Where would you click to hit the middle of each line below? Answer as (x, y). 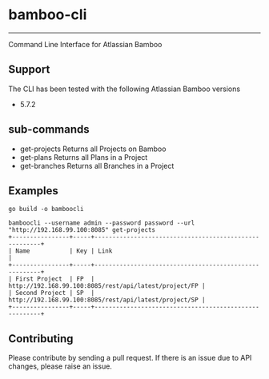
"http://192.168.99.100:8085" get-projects (82, 230)
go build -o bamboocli (46, 209)
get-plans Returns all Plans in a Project (84, 157)
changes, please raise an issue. (60, 366)
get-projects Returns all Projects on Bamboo (93, 149)
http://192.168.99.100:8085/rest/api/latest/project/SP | (107, 300)
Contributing (41, 339)
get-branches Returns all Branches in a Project (97, 166)
